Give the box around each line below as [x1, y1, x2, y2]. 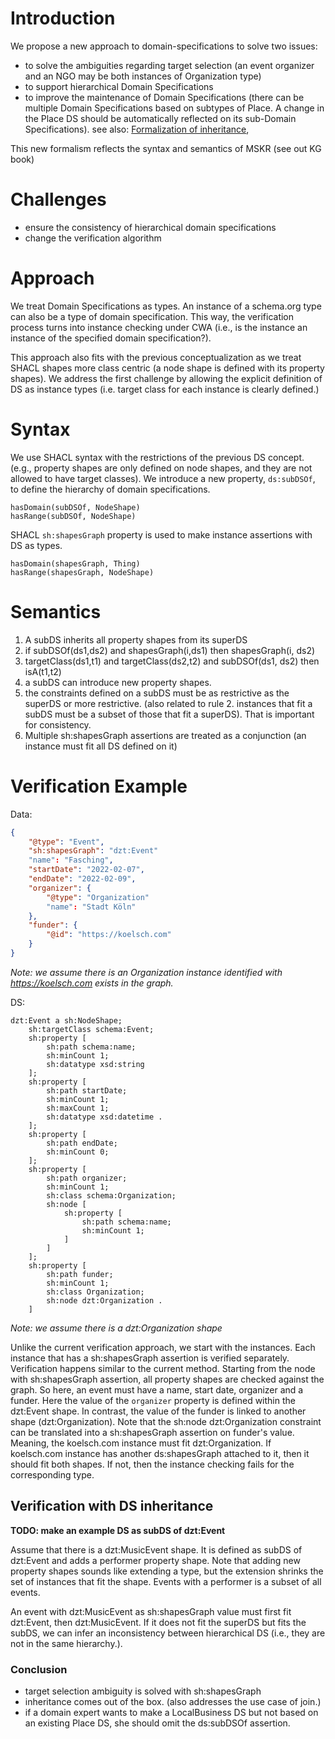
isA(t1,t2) [24, 665, 62, 677]
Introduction [10, 7, 116, 30]
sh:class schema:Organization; [46, 1190, 177, 1201]
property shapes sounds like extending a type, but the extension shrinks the [10, 1565, 324, 1577]
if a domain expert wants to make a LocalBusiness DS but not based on [24, 1706, 319, 1718]
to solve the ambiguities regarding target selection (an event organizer [24, 59, 315, 71]
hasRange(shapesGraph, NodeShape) [10, 567, 155, 577]
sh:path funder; [46, 1269, 114, 1279]
